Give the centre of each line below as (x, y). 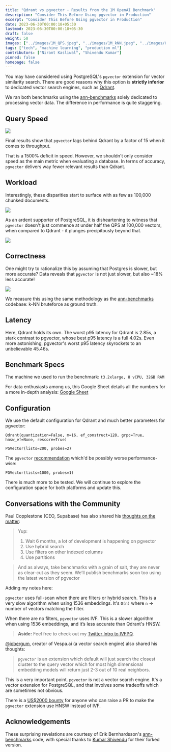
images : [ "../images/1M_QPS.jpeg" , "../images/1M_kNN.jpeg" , (72, 43)
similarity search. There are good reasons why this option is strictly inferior (85, 82)
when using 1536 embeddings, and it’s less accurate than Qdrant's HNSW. (83, 624)
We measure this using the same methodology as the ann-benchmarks (80, 299)
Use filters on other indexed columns (64, 552)
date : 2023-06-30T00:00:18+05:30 (41, 24)
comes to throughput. (28, 146)
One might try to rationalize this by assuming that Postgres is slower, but (81, 268)
